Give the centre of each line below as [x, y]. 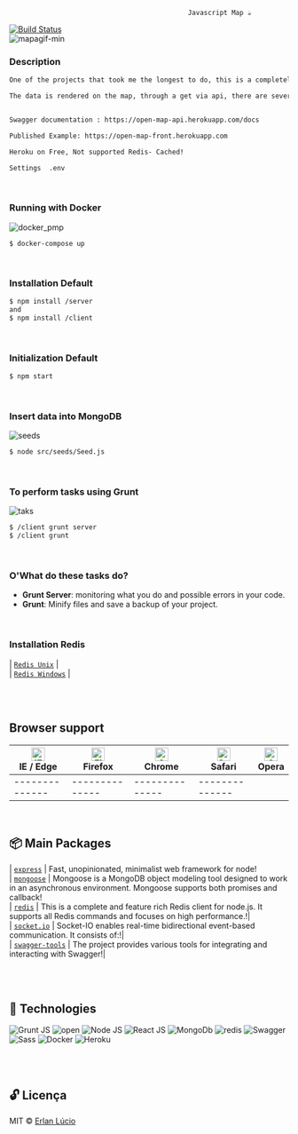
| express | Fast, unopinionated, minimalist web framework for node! [133, 869]
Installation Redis [47, 645]
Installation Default [51, 282]
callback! [26, 898]
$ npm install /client [51, 318]
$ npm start [31, 377]
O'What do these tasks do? [69, 575]
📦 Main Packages [60, 843]
